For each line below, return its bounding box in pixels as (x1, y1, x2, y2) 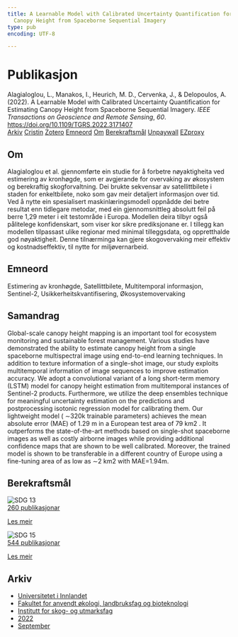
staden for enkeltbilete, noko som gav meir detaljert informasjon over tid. (7, 190, 220, 198)
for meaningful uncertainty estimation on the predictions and (7, 396, 185, 405)
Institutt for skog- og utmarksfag (17, 607, 113, 615)
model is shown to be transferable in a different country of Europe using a (7, 449, 223, 458)
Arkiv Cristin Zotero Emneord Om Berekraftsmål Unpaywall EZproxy (7, 128, 205, 137)
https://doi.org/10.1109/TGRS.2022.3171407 (7, 120, 133, 129)
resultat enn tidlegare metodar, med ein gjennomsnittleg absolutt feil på (7, 205, 216, 213)
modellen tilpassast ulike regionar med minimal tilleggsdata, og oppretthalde (7, 227, 230, 236)
